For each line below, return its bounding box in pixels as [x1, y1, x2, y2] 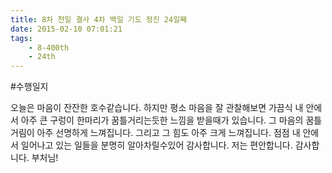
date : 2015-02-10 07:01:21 [10, 24, 123, 34]
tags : [10, 33, 33, 43]
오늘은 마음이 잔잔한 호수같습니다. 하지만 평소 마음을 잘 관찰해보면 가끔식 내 [10, 102, 304, 114]
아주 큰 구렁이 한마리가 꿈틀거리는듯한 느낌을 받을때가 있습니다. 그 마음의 [20, 114, 304, 126]
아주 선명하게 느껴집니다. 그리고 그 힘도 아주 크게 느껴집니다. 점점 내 [36, 127, 301, 139]
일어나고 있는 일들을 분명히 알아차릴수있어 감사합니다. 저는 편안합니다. [20, 139, 293, 151]
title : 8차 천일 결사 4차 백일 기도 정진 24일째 [10, 14, 188, 25]
